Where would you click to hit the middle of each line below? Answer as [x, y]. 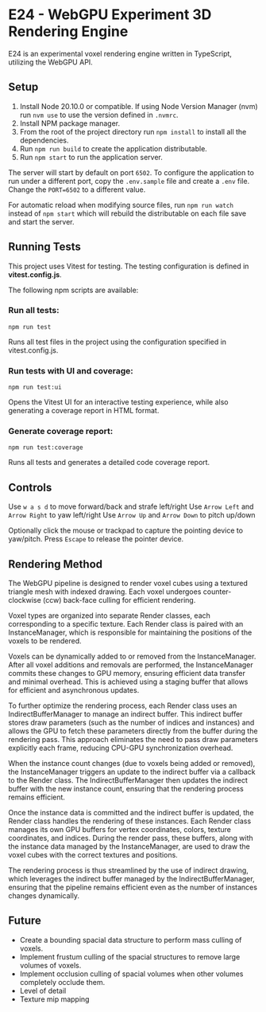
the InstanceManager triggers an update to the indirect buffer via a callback [132, 772]
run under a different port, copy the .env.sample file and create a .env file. [129, 181]
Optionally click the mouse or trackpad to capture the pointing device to [126, 530]
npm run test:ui [35, 388]
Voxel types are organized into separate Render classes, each [109, 615]
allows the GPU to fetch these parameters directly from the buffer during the [133, 731]
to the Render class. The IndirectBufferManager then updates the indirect [128, 780]
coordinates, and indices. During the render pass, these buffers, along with [131, 838]
